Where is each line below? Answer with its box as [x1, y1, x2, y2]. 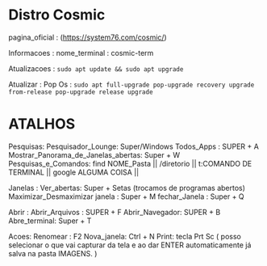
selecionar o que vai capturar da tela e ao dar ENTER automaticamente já [8, 240, 252, 250]
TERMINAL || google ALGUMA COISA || [8, 167, 140, 177]
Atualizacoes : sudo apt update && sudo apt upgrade [8, 63, 184, 74]
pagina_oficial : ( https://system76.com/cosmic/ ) [8, 32, 167, 42]
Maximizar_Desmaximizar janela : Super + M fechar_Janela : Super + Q [8, 192, 244, 201]
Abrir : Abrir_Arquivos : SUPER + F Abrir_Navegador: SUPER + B [8, 207, 221, 217]
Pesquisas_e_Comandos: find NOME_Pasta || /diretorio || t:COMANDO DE [8, 158, 252, 168]
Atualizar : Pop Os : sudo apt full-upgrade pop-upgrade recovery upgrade [8, 79, 255, 89]
